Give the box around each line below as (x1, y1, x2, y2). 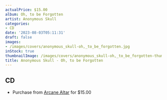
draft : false (5, 35, 32, 40)
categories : (5, 21, 30, 26)
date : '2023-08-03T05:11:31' (5, 30, 66, 35)
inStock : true (5, 49, 35, 53)
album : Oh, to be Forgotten (5, 12, 64, 17)
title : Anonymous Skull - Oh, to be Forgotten (5, 58, 103, 63)
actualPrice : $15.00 (5, 7, 48, 12)
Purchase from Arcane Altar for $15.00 (12, 90, 91, 96)
